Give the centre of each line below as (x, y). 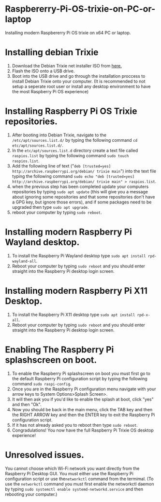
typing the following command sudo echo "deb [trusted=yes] (73, 176)
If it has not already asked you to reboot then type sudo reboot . (75, 425)
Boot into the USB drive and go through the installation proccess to (79, 76)
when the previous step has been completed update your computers (80, 186)
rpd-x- (144, 315)
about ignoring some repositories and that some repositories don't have (83, 197)
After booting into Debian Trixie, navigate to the (59, 135)
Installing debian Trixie (52, 52)
